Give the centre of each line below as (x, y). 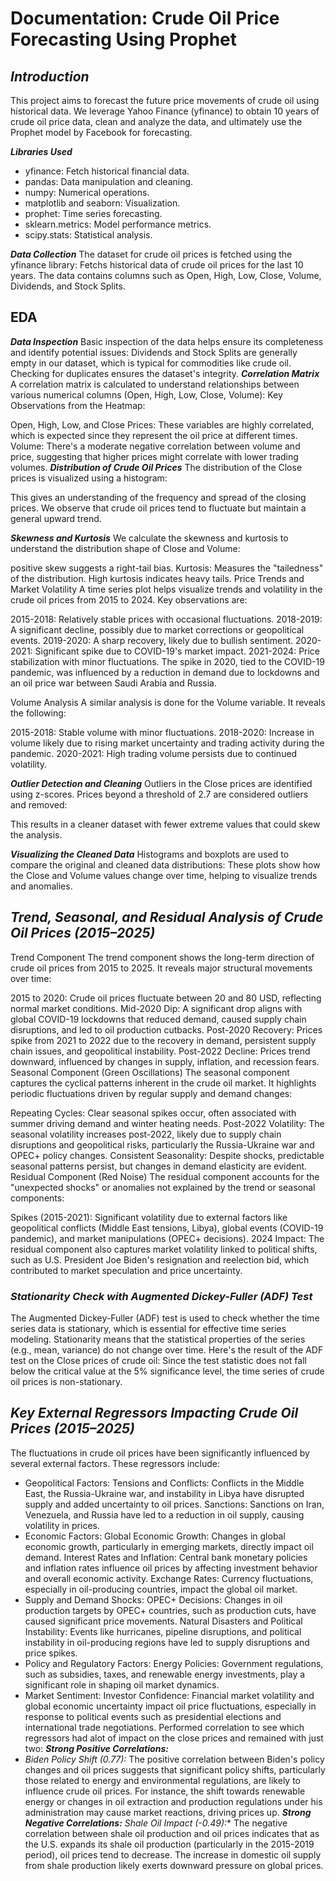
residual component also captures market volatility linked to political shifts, (164, 1249)
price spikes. (51, 1653)
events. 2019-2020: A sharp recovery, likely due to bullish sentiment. (152, 640)
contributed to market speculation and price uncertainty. (126, 1270)
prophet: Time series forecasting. (93, 213)
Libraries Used (41, 151)
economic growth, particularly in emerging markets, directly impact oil (169, 1546)
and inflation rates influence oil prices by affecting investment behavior (171, 1568)
